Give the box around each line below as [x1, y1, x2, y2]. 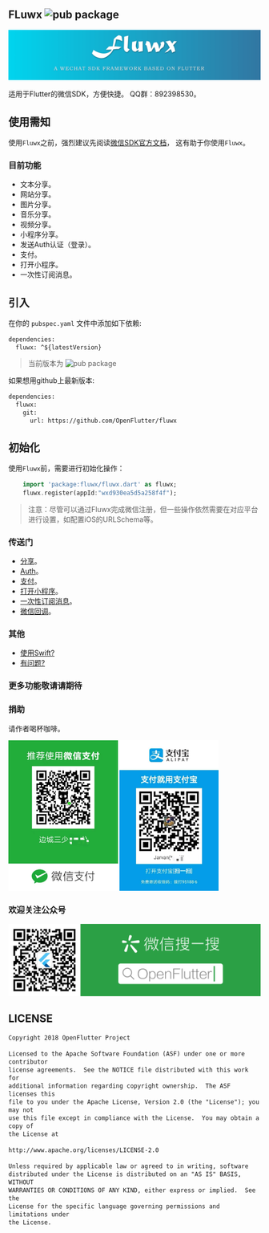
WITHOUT [8, 1178, 34, 1186]
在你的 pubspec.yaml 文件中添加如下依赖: [8, 319, 142, 328]
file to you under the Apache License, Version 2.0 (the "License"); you [8, 1098, 260, 1106]
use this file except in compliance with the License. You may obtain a [8, 1114, 260, 1122]
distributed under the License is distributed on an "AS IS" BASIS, [8, 1170, 242, 1178]
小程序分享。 [19, 230, 62, 239]
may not [8, 1106, 34, 1114]
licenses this [8, 1090, 56, 1098]
